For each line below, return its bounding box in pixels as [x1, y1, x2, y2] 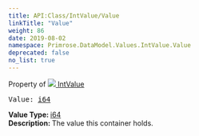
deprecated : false [8, 49, 70, 57]
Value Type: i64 [8, 110, 62, 119]
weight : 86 [8, 26, 45, 34]
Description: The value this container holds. [8, 118, 153, 128]
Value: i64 [8, 94, 51, 104]
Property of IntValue [8, 79, 85, 89]
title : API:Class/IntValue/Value [8, 11, 120, 20]
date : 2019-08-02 [8, 34, 66, 42]
